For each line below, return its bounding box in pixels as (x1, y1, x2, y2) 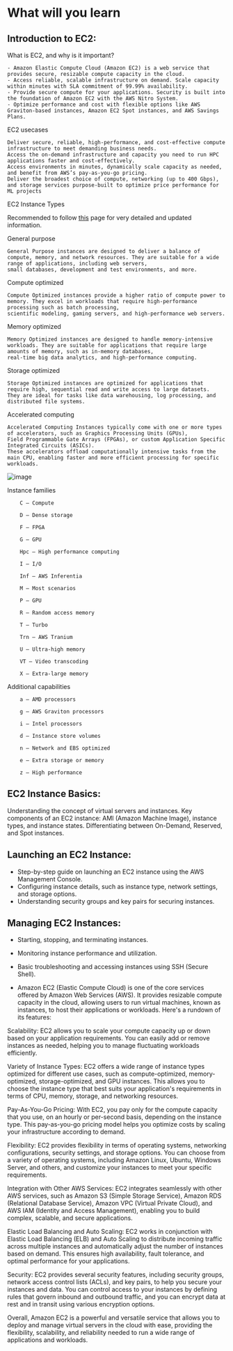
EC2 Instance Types (7, 200, 65, 208)
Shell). (17, 970, 36, 978)
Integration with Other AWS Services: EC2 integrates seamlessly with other (7, 1184, 223, 1193)
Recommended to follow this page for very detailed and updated (7, 214, 192, 222)
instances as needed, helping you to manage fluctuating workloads (7, 1042, 200, 1050)
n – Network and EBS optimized (19, 745, 111, 752)
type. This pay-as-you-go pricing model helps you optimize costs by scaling (7, 1120, 226, 1129)
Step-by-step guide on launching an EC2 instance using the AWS (17, 867, 204, 876)
